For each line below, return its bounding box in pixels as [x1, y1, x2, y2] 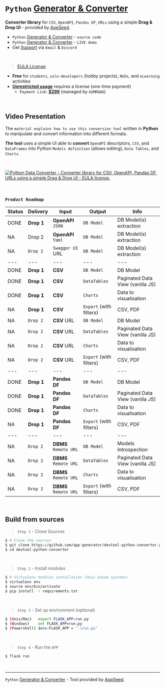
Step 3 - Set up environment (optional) [17, 607, 95, 613]
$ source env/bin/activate [5, 584, 60, 589]
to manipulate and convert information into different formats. [5, 131, 128, 137]
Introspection [117, 446, 148, 453]
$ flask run [5, 654, 29, 658]
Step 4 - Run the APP [17, 644, 59, 650]
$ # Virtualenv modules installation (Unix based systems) [5, 575, 129, 580]
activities [12, 78, 31, 84]
